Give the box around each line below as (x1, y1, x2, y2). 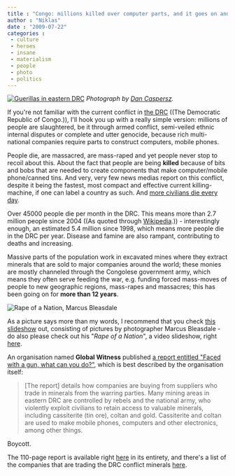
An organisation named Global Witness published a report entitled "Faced (7, 353, 222, 361)
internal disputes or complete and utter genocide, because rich (7, 130, 189, 139)
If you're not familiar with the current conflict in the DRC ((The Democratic (7, 108, 220, 116)
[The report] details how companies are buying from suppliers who (24, 381, 218, 390)
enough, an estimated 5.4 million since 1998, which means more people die (7, 225, 225, 233)
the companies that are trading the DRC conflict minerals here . (7, 461, 187, 469)
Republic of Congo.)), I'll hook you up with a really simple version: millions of (7, 115, 228, 124)
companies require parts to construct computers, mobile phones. (31, 138, 220, 146)
